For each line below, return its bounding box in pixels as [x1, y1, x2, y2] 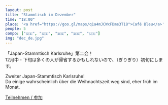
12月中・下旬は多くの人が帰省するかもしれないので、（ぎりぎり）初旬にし [5, 56, 159, 62]
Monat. [5, 84, 20, 90]
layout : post [5, 7, 33, 13]
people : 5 [5, 26, 26, 31]
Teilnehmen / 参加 [5, 94, 43, 100]
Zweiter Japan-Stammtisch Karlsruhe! [5, 73, 85, 79]
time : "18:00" [5, 17, 36, 22]
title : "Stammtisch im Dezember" [5, 12, 76, 17]
